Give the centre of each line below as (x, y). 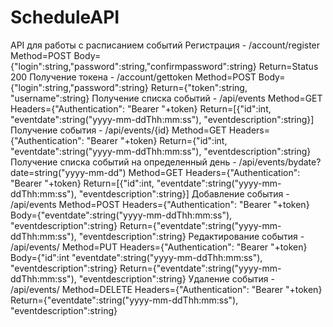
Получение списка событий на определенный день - (123, 162)
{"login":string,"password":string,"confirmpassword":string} (133, 66)
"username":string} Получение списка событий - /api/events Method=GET (166, 98)
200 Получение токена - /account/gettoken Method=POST (133, 77)
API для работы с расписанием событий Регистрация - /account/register (165, 45)
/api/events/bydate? (280, 162)
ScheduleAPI (65, 17)
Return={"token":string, (199, 87)
